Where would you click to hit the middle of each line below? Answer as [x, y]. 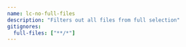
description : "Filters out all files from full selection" [94, 20]
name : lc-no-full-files [41, 13]
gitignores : [24, 26]
